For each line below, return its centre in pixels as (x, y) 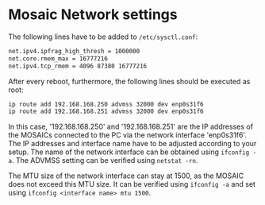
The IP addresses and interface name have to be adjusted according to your (132, 144)
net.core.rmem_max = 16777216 (58, 58)
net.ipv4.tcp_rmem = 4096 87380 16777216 (78, 66)
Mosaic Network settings (93, 15)
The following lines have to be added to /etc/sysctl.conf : (103, 37)
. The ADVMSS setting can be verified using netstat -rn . (105, 161)
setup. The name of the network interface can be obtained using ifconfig (129, 152)
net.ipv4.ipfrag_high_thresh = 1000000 (74, 51)
